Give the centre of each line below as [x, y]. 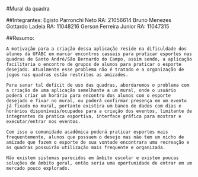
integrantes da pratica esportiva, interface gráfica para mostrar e [94, 116]
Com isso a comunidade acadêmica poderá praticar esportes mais [87, 132]
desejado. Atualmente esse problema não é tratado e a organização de [95, 69]
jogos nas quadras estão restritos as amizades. [67, 75]
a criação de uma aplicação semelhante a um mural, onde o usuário [91, 90]
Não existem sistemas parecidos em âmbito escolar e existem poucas [92, 158]
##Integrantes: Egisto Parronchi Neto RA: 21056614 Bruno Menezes [89, 20]
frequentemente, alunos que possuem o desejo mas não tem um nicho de [95, 137]
